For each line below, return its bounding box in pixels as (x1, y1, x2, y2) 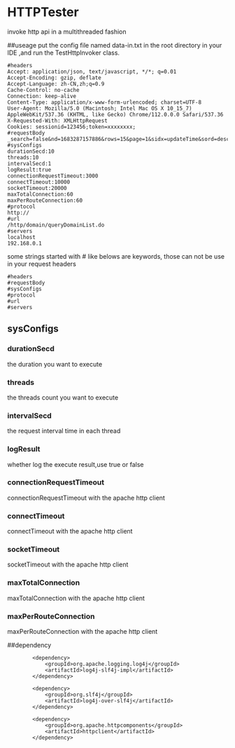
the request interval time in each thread (7, 427, 121, 435)
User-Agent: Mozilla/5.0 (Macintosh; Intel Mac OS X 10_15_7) (7, 104, 192, 112)
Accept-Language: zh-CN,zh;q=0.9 (7, 80, 105, 88)
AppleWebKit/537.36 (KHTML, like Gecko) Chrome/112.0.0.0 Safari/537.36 (7, 111, 224, 118)
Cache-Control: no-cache (7, 86, 80, 93)
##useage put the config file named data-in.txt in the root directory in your (7, 41, 222, 49)
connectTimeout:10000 (7, 178, 71, 186)
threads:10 (7, 154, 39, 161)
